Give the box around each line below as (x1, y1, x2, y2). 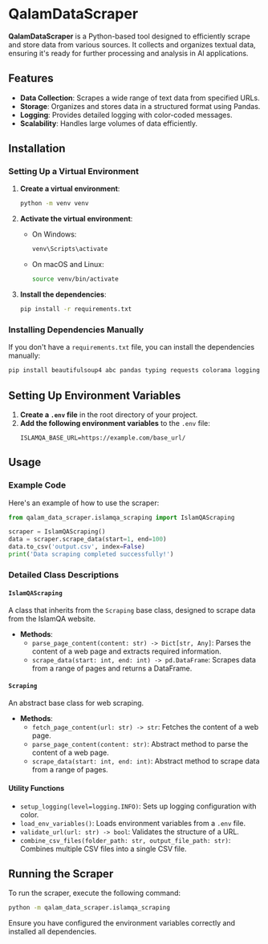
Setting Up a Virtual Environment (8, 166, 139, 177)
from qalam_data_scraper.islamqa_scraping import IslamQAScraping (8, 513, 235, 521)
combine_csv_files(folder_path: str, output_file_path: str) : (19, 835, 231, 845)
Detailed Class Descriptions (8, 569, 119, 580)
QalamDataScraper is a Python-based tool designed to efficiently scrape (8, 31, 250, 41)
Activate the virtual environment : (19, 214, 133, 224)
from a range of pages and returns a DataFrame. (31, 663, 193, 674)
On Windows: (31, 229, 77, 239)
